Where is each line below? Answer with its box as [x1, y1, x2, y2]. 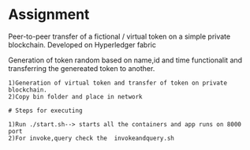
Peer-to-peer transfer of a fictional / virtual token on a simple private [8, 32, 231, 41]
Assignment [8, 6, 90, 24]
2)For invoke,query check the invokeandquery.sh [8, 134, 175, 142]
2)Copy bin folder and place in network [8, 92, 144, 100]
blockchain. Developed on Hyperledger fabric [8, 39, 156, 49]
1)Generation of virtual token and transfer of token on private [8, 79, 227, 87]
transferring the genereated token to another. [8, 63, 155, 73]
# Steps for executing [8, 107, 83, 114]
